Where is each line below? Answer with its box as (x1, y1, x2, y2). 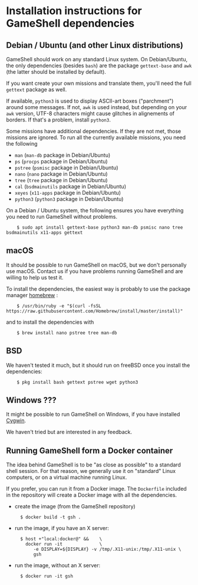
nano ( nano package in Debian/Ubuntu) (14, 170, 108, 178)
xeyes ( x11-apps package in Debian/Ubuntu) (14, 189, 121, 196)
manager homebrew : (6, 291, 58, 298)
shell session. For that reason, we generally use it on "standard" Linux (6, 468, 176, 475)
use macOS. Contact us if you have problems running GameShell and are (6, 267, 183, 275)
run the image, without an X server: (14, 562, 101, 569)
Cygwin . (6, 417, 27, 424)
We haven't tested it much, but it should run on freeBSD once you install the (6, 361, 190, 369)
